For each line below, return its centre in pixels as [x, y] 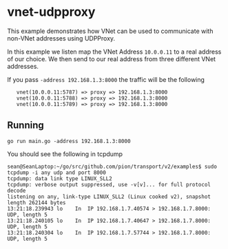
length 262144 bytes [37, 203]
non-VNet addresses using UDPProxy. [61, 38]
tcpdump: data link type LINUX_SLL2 [60, 178]
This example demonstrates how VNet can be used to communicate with [110, 31]
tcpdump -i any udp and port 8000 [57, 173]
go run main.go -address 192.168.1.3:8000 [69, 141]
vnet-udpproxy [51, 12]
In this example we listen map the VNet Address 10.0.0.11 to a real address [114, 52]
